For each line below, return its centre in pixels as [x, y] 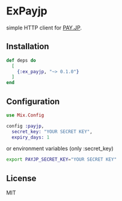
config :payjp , [25, 126]
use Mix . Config [25, 115]
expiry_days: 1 [31, 137]
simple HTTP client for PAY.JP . [44, 28]
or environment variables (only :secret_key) [60, 149]
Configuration [33, 101]
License [21, 178]
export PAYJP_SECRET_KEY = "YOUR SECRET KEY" [62, 160]
